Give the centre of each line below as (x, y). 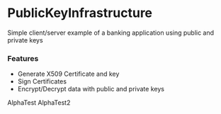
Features (23, 58)
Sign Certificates (42, 81)
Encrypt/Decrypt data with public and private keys (91, 89)
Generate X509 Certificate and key (68, 74)
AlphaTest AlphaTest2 (39, 103)
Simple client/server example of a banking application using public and (111, 33)
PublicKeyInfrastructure (80, 13)
